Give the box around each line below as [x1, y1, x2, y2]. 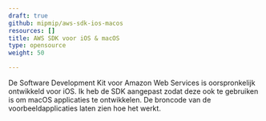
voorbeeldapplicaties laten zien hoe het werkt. [8, 103, 162, 113]
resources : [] [8, 26, 56, 34]
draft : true [8, 11, 48, 20]
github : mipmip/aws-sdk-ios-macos [8, 19, 124, 27]
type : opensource [8, 42, 66, 50]
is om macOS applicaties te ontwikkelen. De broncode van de [8, 95, 212, 104]
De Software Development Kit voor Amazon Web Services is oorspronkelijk [8, 78, 256, 87]
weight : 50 [8, 49, 45, 57]
